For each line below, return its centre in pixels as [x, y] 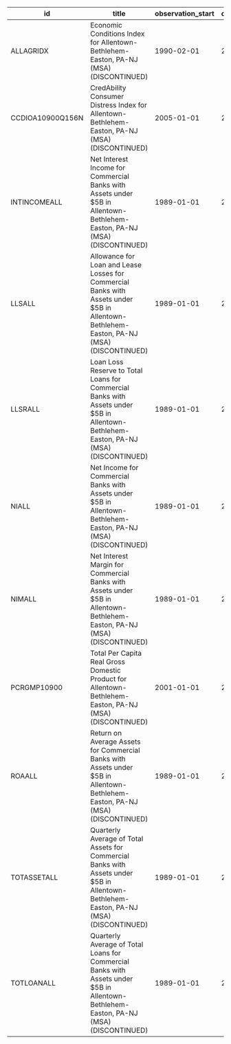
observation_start [184, 13]
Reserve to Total [117, 370]
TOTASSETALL [34, 877]
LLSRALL [25, 409]
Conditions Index [118, 34]
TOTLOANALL [33, 983]
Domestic [106, 670]
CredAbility [108, 88]
